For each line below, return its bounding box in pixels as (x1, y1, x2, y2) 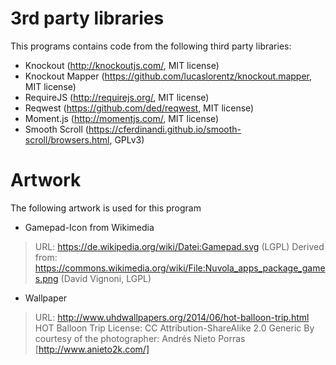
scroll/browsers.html (24, 133, 110, 146)
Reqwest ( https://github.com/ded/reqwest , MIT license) (24, 102, 255, 114)
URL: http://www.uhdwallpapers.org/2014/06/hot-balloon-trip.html (34, 311, 310, 323)
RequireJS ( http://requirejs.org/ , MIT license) (24, 91, 210, 103)
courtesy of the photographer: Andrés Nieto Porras (34, 332, 246, 344)
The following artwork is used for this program (10, 202, 202, 214)
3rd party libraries (10, 7, 165, 30)
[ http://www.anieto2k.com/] (34, 343, 150, 355)
